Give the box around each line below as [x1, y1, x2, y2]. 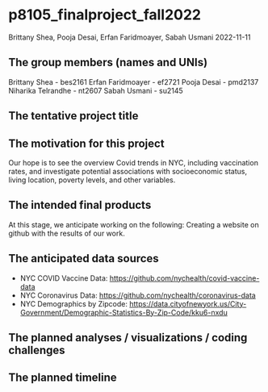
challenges [8, 343, 66, 357]
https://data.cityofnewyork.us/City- [128, 298, 247, 308]
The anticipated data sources [8, 252, 159, 265]
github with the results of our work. [8, 228, 125, 238]
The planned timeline [8, 371, 117, 385]
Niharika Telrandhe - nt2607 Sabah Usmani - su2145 [8, 85, 183, 95]
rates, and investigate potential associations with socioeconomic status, [8, 166, 248, 176]
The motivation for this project [8, 136, 165, 150]
